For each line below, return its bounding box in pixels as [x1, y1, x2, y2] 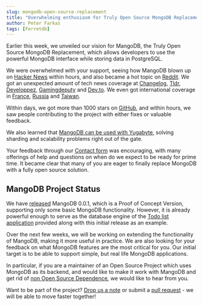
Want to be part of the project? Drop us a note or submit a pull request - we [6, 287, 194, 294]
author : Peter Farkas [6, 20, 61, 26]
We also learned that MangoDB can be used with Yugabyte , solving [6, 129, 174, 136]
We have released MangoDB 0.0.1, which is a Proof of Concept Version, [6, 200, 184, 207]
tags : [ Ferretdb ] [6, 25, 50, 32]
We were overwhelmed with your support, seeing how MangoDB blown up [6, 67, 192, 74]
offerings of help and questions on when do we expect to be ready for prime [6, 154, 196, 161]
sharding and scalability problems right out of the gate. [6, 135, 143, 143]
